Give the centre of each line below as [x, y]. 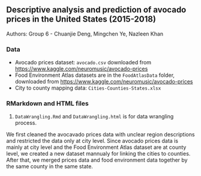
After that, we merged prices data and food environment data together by [97, 160]
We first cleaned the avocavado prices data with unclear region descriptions [100, 135]
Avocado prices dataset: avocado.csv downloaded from [83, 62]
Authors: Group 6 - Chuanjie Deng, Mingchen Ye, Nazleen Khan [85, 34]
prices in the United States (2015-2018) [81, 20]
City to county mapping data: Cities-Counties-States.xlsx [88, 88]
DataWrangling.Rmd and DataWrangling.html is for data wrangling [94, 117]
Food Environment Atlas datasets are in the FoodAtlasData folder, [95, 75]
